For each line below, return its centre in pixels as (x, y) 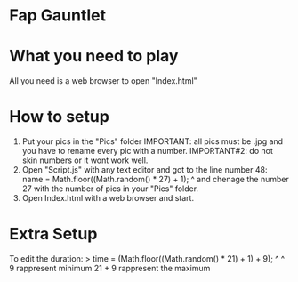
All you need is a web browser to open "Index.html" (103, 81)
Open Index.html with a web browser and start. (108, 198)
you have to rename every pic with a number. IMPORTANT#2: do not (147, 151)
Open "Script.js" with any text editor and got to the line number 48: (145, 170)
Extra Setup (53, 234)
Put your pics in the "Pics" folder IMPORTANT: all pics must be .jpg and (152, 141)
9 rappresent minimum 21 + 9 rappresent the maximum (110, 268)
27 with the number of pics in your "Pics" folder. (110, 189)
